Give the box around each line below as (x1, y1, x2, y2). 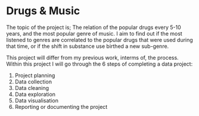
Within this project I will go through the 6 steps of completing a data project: (6, 60, 193, 67)
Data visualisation (14, 96, 58, 104)
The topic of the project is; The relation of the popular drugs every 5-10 (6, 24, 182, 31)
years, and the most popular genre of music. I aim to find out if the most (6, 30, 183, 37)
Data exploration (14, 91, 55, 98)
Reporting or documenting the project (14, 103, 108, 110)
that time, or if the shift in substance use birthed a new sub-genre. (6, 43, 169, 50)
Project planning (14, 72, 55, 79)
